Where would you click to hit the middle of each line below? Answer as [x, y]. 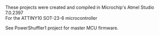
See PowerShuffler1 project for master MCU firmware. [62, 28]
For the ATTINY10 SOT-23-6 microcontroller [51, 18]
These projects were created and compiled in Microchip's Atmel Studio [80, 7]
